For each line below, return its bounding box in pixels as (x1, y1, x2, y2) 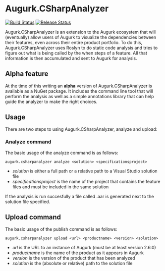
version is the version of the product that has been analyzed (12, 255, 135, 261)
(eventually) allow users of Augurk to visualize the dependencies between (5, 34, 157, 40)
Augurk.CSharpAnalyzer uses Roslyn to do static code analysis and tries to (5, 45, 158, 51)
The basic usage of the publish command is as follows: (5, 226, 117, 232)
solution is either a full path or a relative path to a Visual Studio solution (12, 168, 158, 174)
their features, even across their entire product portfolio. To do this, (5, 39, 143, 45)
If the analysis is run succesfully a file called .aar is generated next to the (5, 193, 154, 199)
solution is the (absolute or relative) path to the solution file (12, 260, 133, 266)
